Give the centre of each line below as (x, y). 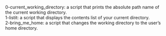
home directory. (21, 28)
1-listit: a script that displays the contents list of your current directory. (77, 18)
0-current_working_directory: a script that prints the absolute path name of (82, 7)
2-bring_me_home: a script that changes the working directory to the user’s (83, 23)
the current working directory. (36, 12)
